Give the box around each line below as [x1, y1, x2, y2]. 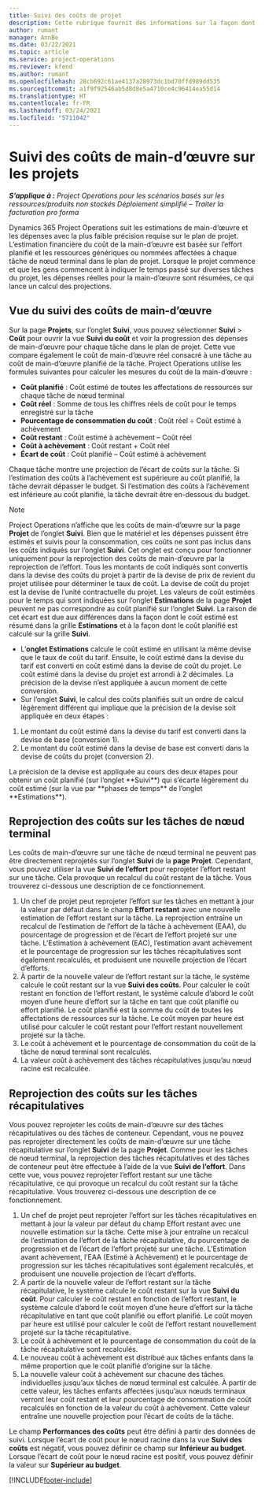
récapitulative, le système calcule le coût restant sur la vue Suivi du [20, 1286, 240, 1296]
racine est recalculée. [20, 1064, 91, 1074]
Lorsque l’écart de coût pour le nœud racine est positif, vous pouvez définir [9, 1452, 254, 1461]
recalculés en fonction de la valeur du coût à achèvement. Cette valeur [20, 1403, 250, 1412]
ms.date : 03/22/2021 [9, 41, 77, 49]
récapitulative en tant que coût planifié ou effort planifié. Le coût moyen [20, 1311, 253, 1320]
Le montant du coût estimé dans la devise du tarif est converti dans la [20, 726, 247, 736]
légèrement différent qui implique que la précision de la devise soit [20, 703, 237, 712]
